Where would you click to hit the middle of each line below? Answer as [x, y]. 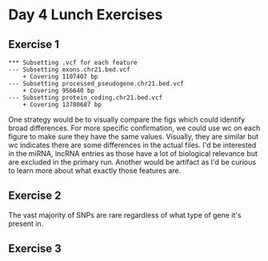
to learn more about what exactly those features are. [95, 171]
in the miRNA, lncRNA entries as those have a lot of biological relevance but [133, 153]
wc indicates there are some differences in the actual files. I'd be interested [132, 145]
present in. [26, 223]
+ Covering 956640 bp [58, 90]
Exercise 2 [35, 196]
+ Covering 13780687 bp [62, 105]
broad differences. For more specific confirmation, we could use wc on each [134, 128]
